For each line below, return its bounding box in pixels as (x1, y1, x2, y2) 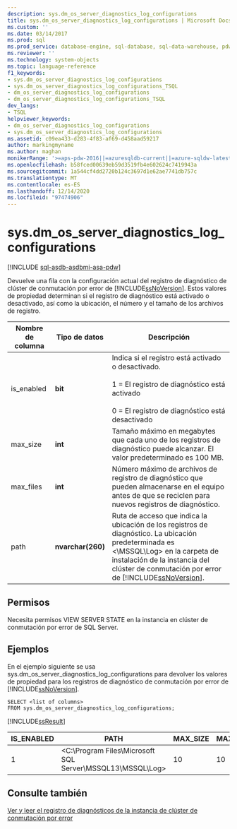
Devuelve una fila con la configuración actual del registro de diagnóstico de (7, 277, 227, 285)
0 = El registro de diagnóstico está (111, 406, 226, 416)
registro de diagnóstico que (111, 473, 203, 483)
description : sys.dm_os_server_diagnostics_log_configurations (7, 10, 197, 18)
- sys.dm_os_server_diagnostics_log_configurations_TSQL (7, 83, 178, 90)
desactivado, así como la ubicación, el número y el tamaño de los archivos (7, 299, 224, 308)
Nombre (15, 323, 44, 333)
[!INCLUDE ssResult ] (7, 717, 66, 725)
